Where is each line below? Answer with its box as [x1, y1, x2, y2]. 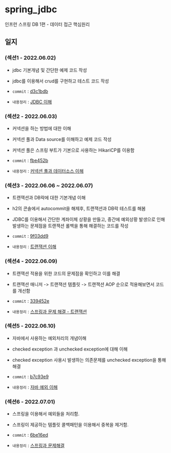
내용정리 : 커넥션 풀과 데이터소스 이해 [12, 168, 84, 174]
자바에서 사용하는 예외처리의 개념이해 [12, 335, 87, 341]
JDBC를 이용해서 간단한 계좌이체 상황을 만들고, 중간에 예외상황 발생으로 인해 [12, 216, 165, 222]
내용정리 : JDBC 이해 [12, 98, 52, 105]
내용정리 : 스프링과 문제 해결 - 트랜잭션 [12, 308, 88, 315]
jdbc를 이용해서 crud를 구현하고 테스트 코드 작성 [12, 78, 110, 84]
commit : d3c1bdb [12, 88, 48, 94]
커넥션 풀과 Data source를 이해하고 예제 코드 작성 [12, 136, 112, 142]
